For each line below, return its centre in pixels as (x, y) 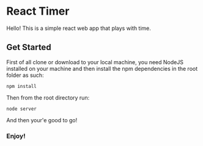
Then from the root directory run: (48, 97)
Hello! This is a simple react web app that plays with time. (79, 28)
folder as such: (25, 75)
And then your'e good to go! (42, 120)
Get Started (29, 47)
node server (21, 109)
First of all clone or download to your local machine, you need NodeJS (95, 62)
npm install (21, 86)
